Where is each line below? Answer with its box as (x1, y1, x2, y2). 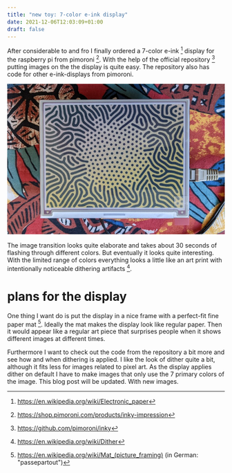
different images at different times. (7, 335, 106, 343)
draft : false (7, 26, 45, 33)
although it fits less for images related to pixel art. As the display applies (7, 363, 212, 371)
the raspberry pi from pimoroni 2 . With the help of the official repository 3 (7, 54, 215, 64)
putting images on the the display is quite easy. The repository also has (7, 62, 210, 71)
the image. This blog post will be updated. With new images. (7, 378, 179, 386)
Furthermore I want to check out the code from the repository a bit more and (7, 348, 225, 356)
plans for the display (7, 288, 127, 304)
